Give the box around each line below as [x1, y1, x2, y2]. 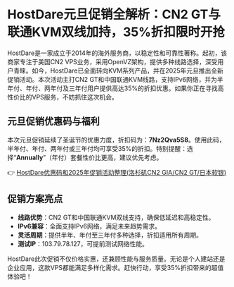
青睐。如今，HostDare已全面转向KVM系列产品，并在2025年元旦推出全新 [13, 66, 223, 75]
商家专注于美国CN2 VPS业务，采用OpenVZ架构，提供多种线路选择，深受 [7, 57, 218, 66]
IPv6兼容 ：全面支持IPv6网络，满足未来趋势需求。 [17, 221, 162, 230]
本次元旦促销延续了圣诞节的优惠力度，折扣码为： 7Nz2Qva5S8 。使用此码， [7, 135, 226, 144]
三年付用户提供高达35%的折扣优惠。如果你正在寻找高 [68, 84, 224, 92]
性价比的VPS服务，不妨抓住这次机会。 [7, 92, 118, 101]
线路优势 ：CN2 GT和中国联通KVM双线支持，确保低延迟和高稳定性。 [17, 213, 215, 221]
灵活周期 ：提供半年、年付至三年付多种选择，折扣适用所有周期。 [17, 231, 202, 239]
